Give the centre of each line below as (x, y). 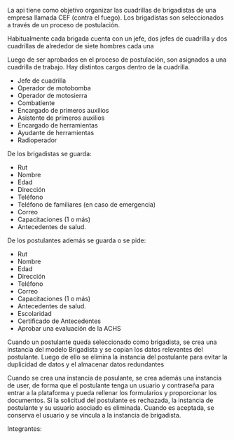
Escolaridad (35, 314)
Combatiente (36, 103)
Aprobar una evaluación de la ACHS (69, 328)
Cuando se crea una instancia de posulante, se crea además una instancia (115, 378)
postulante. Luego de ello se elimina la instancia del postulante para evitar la (117, 357)
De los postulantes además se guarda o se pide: (77, 240)
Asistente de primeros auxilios (61, 118)
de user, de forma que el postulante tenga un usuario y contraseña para (111, 385)
